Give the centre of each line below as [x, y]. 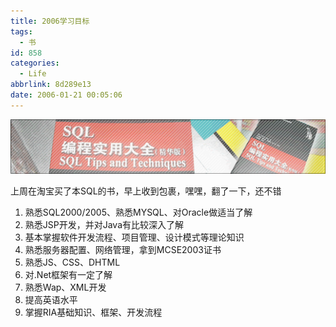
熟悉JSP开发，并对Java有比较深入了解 [104, 224]
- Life [33, 74]
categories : [35, 63]
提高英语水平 [51, 299]
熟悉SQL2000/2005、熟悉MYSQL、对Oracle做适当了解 [138, 212]
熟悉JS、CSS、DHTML [72, 262]
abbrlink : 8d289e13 [51, 85]
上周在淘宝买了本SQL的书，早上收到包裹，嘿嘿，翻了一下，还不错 [146, 191]
